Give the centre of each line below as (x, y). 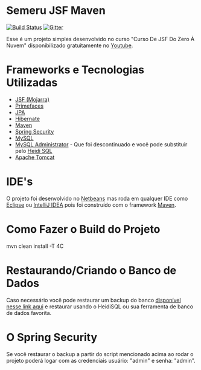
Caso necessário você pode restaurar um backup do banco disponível (94, 300)
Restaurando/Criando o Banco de (91, 270)
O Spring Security (52, 337)
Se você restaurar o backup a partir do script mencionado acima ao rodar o (100, 354)
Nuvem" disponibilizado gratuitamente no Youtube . (70, 45)
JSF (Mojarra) (32, 99)
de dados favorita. (29, 313)
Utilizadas (32, 83)
